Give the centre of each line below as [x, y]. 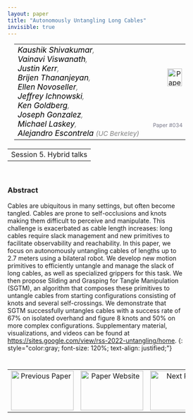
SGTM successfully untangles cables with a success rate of [94, 310]
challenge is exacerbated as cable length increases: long [90, 228]
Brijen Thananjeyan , [54, 78]
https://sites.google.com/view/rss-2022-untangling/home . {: [95, 340]
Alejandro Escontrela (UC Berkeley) [79, 133]
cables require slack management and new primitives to [88, 235]
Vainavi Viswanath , [53, 59]
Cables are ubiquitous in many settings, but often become [91, 206]
